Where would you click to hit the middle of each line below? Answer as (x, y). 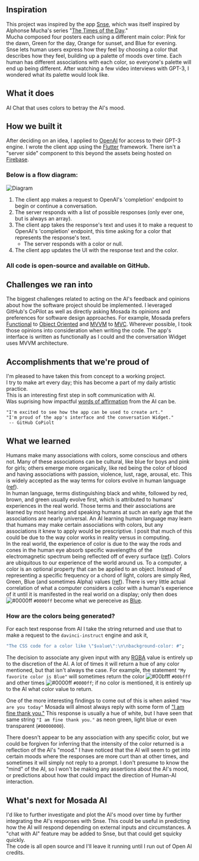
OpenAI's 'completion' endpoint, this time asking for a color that (93, 231)
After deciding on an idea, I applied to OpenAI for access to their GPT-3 (94, 141)
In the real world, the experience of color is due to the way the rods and (94, 544)
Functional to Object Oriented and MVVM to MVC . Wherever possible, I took (99, 324)
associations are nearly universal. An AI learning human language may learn (99, 519)
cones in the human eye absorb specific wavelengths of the (79, 550)
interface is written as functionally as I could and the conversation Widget (96, 337)
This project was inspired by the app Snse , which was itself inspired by (93, 24)
